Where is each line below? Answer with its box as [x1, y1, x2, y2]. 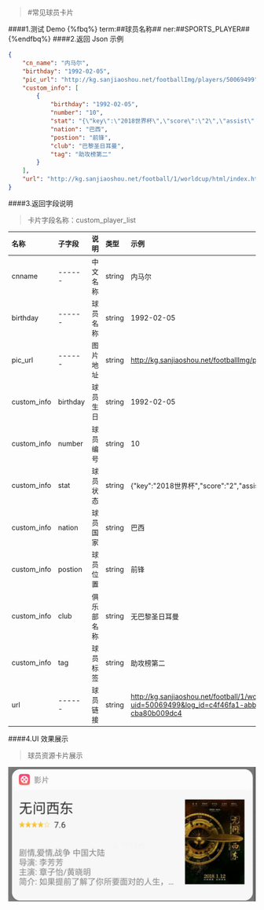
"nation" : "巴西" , [49, 125, 108, 133]
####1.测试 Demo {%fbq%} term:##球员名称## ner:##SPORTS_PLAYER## [8, 24, 250, 34]
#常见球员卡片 [27, 8, 74, 17]
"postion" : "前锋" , [49, 134, 112, 141]
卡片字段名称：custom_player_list [27, 215, 136, 225]
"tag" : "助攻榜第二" [49, 150, 112, 158]
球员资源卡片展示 [27, 750, 83, 760]
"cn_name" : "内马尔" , [22, 59, 90, 67]
